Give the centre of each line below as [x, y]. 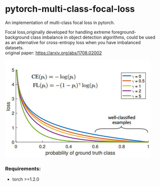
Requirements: [23, 168]
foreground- [124, 32]
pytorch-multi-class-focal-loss [70, 9]
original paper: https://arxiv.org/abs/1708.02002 [54, 53]
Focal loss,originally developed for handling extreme [58, 32]
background [17, 37]
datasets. [14, 47]
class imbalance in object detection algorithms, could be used [93, 37]
